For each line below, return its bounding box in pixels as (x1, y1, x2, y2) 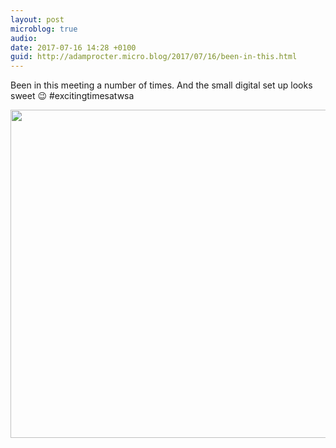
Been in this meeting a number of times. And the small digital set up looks (10, 79, 313, 91)
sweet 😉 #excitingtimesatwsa (10, 90, 135, 102)
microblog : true (10, 24, 78, 34)
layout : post (10, 14, 65, 25)
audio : (10, 33, 38, 43)
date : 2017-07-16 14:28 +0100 (10, 42, 137, 53)
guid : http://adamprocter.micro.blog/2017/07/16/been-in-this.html (10, 52, 298, 62)
